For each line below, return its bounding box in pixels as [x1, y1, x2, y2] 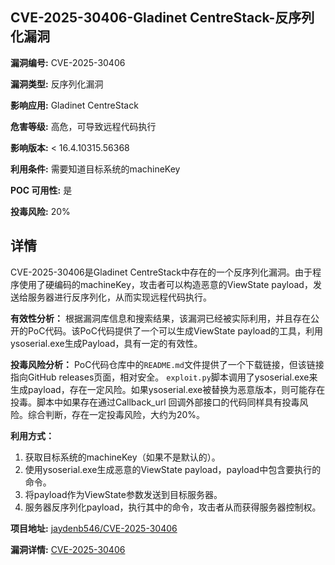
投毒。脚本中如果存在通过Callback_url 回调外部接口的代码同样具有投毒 [10, 396, 300, 408]
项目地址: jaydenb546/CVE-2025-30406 [10, 522, 178, 534]
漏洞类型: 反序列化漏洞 [10, 78, 104, 90]
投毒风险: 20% [10, 205, 71, 217]
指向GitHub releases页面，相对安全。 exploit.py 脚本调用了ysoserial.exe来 [10, 371, 318, 383]
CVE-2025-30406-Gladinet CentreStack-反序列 [10, 9, 315, 27]
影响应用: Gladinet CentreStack [10, 99, 139, 111]
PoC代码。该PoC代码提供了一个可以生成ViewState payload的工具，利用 [27, 324, 324, 337]
